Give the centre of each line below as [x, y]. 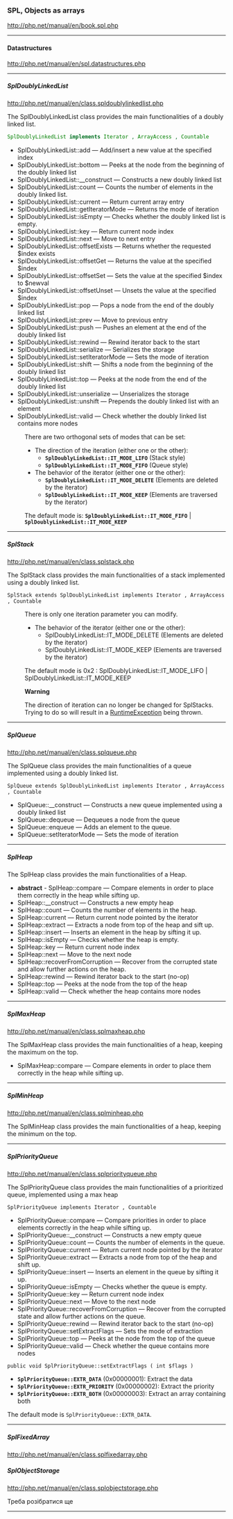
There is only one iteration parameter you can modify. [101, 615]
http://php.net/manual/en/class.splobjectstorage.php [83, 1488]
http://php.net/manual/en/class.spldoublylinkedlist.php [86, 104]
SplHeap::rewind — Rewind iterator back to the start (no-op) [103, 977]
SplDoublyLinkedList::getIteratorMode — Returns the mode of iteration [118, 209]
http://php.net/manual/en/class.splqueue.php [72, 752]
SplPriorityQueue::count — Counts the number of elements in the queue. [121, 1242]
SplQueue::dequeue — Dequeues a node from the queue [98, 820]
